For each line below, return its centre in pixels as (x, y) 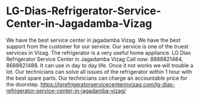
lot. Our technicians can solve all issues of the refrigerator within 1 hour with (99, 71)
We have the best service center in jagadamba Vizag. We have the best (94, 40)
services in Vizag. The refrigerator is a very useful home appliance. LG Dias (99, 52)
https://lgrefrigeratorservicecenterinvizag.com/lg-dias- (108, 84)
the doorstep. (23, 84)
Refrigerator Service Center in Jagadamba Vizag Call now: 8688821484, (95, 59)
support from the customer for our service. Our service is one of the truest (97, 46)
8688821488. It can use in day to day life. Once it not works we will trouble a (100, 65)
